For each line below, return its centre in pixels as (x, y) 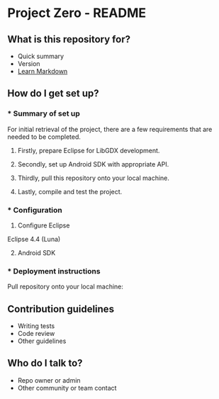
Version (29, 64)
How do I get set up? (53, 94)
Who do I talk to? (45, 363)
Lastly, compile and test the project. (70, 191)
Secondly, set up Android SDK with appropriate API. (93, 164)
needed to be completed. (44, 137)
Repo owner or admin (49, 380)
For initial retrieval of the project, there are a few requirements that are (110, 129)
